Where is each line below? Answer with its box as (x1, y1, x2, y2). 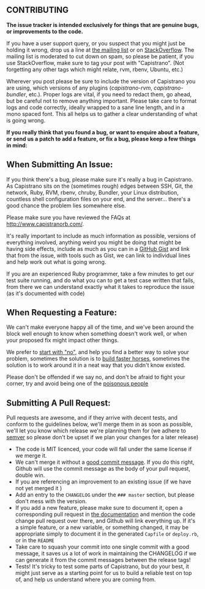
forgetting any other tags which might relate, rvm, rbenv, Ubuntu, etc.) (6, 66, 184, 73)
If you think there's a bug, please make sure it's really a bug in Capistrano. (6, 175, 193, 183)
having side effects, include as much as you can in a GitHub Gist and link (6, 245, 190, 252)
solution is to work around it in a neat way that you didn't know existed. (6, 361, 185, 369)
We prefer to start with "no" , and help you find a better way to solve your (6, 348, 190, 356)
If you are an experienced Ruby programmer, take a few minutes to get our (6, 270, 195, 277)
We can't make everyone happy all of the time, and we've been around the (6, 323, 194, 331)
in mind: (6, 141, 28, 149)
